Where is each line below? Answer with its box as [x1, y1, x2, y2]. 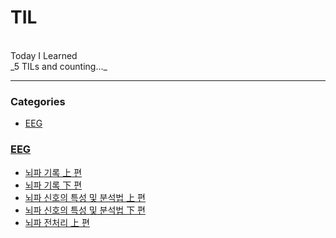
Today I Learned [10, 49, 78, 61]
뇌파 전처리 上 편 [24, 216, 90, 228]
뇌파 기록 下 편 [24, 179, 83, 191]
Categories [10, 94, 66, 108]
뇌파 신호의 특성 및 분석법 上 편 [24, 191, 146, 203]
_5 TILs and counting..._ [10, 60, 108, 72]
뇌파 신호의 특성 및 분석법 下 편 [24, 204, 146, 216]
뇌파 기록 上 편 [24, 166, 83, 178]
